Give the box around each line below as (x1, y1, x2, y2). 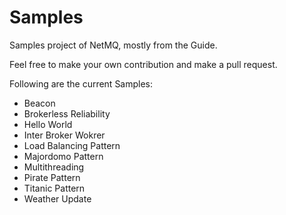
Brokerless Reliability (23, 107, 111, 120)
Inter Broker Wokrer (23, 129, 106, 141)
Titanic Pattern (23, 182, 86, 194)
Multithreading (23, 161, 85, 173)
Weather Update (23, 192, 92, 205)
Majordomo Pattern (23, 150, 104, 162)
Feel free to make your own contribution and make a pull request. (9, 58, 278, 70)
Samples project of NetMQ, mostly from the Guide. (9, 39, 218, 51)
